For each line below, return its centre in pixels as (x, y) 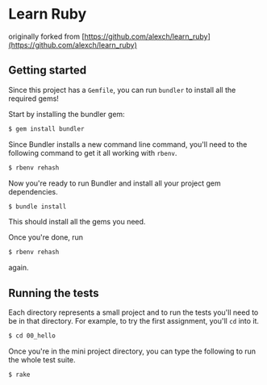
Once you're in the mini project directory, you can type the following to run (132, 351)
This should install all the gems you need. (77, 222)
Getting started (48, 71)
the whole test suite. (42, 359)
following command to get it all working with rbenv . (93, 153)
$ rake (19, 375)
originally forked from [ (46, 36)
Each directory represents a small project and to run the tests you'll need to (133, 312)
